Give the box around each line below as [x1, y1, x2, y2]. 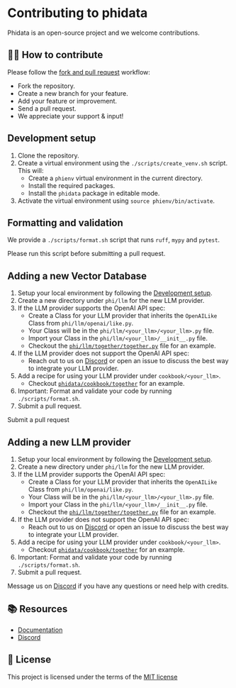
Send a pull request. [17, 104, 77, 113]
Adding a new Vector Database [7, 270, 147, 282]
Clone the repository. [17, 151, 79, 160]
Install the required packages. [28, 181, 116, 189]
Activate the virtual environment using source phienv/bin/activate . [17, 196, 215, 205]
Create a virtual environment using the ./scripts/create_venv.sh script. [17, 158, 228, 167]
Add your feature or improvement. [17, 96, 117, 105]
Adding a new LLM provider [7, 436, 131, 448]
